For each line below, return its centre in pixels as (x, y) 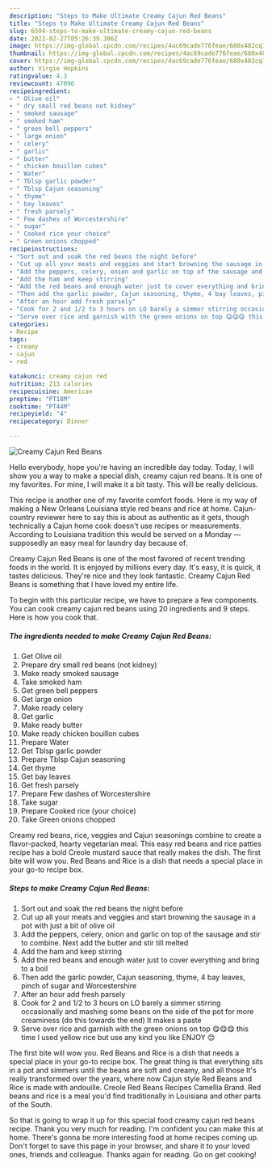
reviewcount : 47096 (42, 83)
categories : (29, 324)
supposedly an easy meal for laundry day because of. (98, 543)
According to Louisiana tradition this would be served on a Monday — (125, 534)
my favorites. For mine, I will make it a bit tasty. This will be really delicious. (134, 484)
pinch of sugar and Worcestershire (78, 985)
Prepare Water (45, 742)
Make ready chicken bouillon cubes (80, 734)
